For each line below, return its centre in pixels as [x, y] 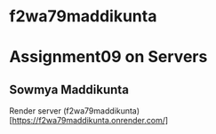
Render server [36, 111]
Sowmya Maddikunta [69, 89]
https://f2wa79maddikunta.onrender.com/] [90, 121]
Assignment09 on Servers [108, 57]
